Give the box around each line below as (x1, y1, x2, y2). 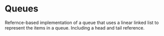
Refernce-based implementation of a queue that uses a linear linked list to (5, 19, 159, 25)
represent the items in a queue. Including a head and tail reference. (5, 24, 145, 30)
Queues (5, 3, 38, 14)
